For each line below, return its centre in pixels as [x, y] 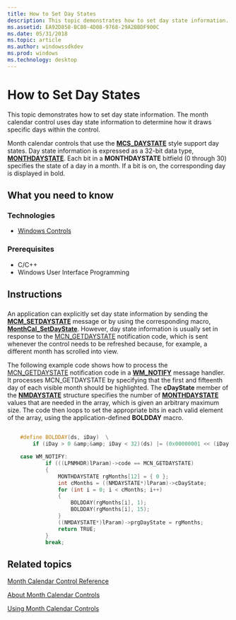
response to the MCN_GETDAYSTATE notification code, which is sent [108, 336]
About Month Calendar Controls [54, 595]
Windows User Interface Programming [73, 272]
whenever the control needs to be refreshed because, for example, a [107, 344]
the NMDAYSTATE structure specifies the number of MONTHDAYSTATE [113, 395]
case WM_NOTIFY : [44, 457]
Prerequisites [31, 250]
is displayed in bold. [36, 173]
